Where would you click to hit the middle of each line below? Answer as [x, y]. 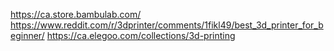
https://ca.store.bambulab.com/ [76, 14]
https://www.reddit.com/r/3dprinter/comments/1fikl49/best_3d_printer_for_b [167, 25]
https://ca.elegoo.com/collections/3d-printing [141, 35]
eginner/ [27, 35]
